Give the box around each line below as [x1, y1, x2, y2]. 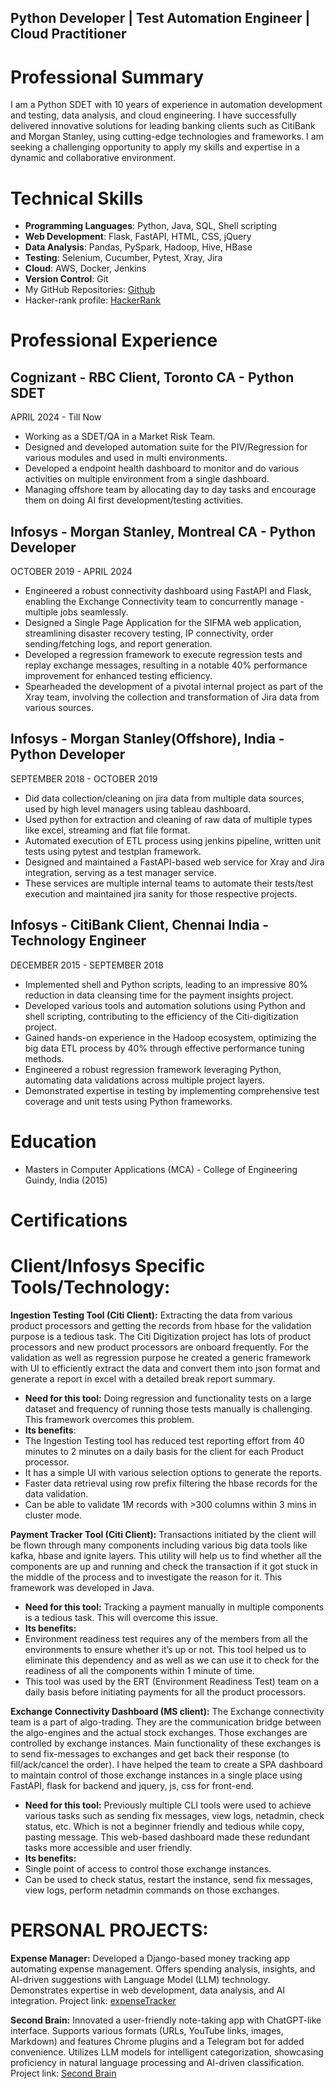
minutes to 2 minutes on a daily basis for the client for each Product [24, 1445, 305, 1457]
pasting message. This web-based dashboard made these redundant [24, 1831, 310, 1843]
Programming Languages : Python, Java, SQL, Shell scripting [24, 220, 278, 232]
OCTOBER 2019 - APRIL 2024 [10, 566, 133, 578]
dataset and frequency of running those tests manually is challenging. [24, 1402, 313, 1415]
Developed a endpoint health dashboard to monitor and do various [24, 462, 300, 475]
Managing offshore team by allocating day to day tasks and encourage [24, 484, 317, 496]
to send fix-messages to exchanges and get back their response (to [10, 1747, 290, 1760]
